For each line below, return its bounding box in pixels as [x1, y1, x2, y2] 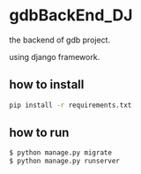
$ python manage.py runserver [9, 156, 121, 166]
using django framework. [9, 51, 100, 62]
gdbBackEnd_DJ [9, 5, 133, 26]
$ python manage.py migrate [9, 148, 113, 157]
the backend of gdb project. [9, 34, 111, 45]
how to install [9, 77, 85, 93]
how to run [9, 125, 70, 140]
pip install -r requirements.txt [9, 101, 132, 110]
